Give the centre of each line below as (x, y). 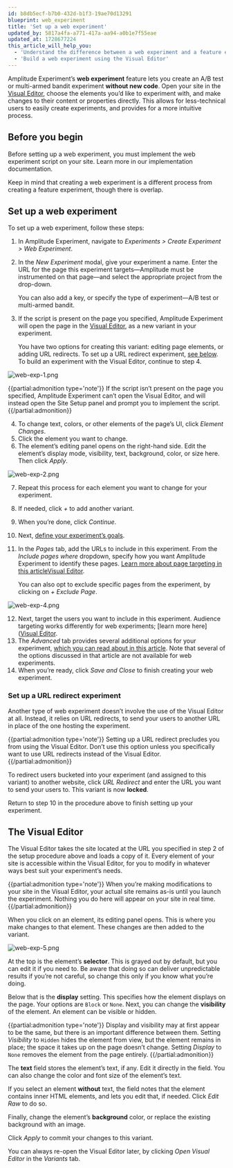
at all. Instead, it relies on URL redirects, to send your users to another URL (114, 718)
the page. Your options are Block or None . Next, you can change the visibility (117, 1004)
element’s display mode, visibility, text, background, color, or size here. (119, 454)
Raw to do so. (28, 1103)
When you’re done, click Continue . (67, 522)
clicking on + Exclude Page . (57, 592)
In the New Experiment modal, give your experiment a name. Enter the (118, 262)
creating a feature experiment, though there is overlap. (86, 189)
